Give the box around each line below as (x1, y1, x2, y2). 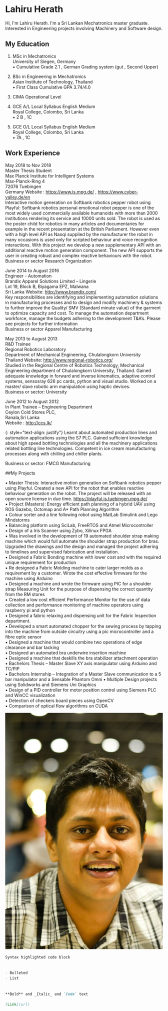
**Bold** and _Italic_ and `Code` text (5, 991, 88, 996)
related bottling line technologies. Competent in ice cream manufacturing (5, 445, 156, 451)
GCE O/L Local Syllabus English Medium (12, 123, 96, 129)
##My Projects (5, 470, 36, 476)
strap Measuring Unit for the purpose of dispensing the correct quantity (5, 586, 153, 592)
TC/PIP (5, 665, 20, 671)
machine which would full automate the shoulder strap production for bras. (5, 538, 159, 544)
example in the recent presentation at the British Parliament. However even (5, 226, 159, 232)
